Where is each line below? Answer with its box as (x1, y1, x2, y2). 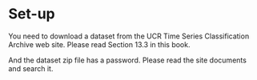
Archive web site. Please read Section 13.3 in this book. (8, 39, 191, 49)
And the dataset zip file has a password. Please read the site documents (8, 55, 247, 65)
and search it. (8, 63, 54, 73)
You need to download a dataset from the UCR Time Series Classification (8, 31, 250, 41)
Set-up (8, 5, 55, 23)
